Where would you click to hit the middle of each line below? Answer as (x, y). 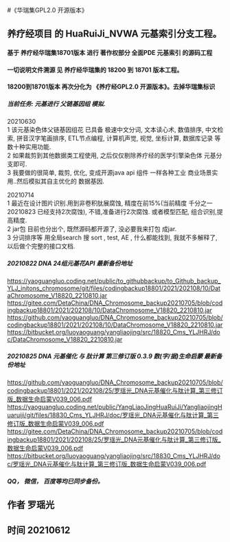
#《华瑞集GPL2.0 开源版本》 (47, 10)
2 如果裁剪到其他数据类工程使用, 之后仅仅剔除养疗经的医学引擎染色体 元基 (112, 155)
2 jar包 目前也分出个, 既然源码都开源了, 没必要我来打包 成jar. (92, 229)
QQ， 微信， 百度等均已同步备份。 (56, 481)
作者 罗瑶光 (31, 505)
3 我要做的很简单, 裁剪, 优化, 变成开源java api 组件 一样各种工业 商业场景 (110, 173)
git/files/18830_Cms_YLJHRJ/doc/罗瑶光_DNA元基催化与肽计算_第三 (123, 415)
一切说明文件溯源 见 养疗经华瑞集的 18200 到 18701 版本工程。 (95, 69)
